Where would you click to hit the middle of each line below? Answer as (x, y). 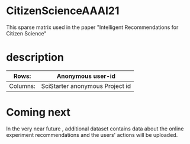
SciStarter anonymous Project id (86, 86)
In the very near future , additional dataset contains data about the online (95, 129)
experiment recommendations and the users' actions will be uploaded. (92, 135)
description (35, 58)
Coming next (38, 112)
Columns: (22, 86)
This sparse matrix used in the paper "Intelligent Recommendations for (92, 27)
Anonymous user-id (86, 76)
